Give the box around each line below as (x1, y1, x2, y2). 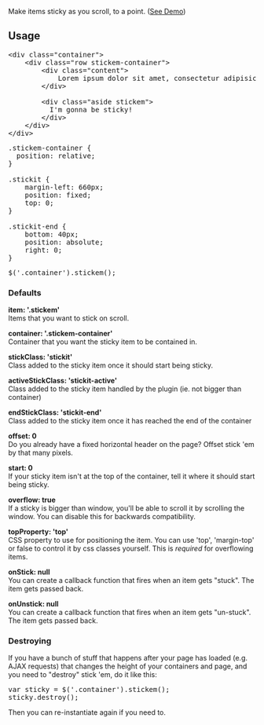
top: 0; (24, 198, 54, 207)
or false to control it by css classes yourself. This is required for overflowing (8, 544, 254, 553)
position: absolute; (24, 237, 104, 247)
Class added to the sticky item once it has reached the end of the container (8, 416, 252, 426)
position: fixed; (24, 190, 92, 200)
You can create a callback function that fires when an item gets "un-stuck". (8, 608, 251, 617)
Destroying (8, 635, 52, 646)
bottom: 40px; (24, 229, 79, 239)
